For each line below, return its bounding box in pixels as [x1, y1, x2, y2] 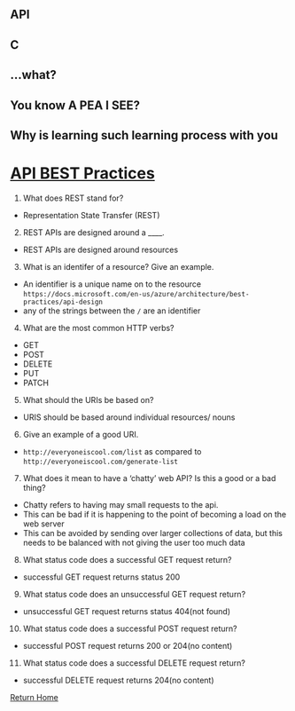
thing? [22, 482, 47, 493]
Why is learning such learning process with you [10, 128, 278, 143]
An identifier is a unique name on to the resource [22, 279, 202, 289]
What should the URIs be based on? [22, 394, 154, 405]
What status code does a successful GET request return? [22, 554, 232, 565]
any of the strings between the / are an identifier [22, 305, 201, 316]
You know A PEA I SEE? [10, 98, 141, 113]
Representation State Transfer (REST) [22, 209, 160, 220]
